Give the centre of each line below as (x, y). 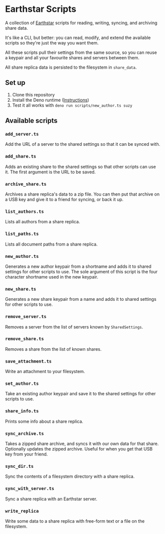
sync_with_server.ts (30, 489)
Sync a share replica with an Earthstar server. (51, 499)
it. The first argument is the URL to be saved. (50, 172)
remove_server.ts (26, 317)
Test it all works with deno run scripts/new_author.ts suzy (72, 105)
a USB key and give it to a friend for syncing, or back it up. (64, 200)
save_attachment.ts (28, 361)
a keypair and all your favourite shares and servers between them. (72, 57)
